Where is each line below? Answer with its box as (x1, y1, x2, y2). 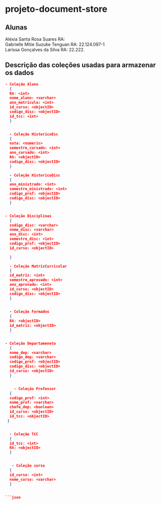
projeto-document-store (5, 3, 107, 15)
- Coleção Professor (14, 386, 56, 391)
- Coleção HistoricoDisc (9, 173, 61, 178)
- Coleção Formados (9, 310, 50, 314)
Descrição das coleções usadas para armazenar (5, 61, 156, 70)
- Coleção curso (11, 463, 45, 468)
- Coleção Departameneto (5, 341, 56, 346)
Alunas (5, 23, 28, 32)
